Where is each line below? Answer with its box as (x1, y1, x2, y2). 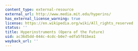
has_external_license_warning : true (5, 16, 80, 21)
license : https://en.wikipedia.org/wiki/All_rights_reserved (5, 20, 134, 26)
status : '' (5, 25, 28, 30)
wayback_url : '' (5, 39, 38, 44)
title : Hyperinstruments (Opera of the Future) (5, 30, 105, 34)
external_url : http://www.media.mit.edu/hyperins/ (5, 12, 111, 17)
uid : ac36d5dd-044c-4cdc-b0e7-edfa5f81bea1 (5, 34, 96, 39)
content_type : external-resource (5, 7, 74, 12)
